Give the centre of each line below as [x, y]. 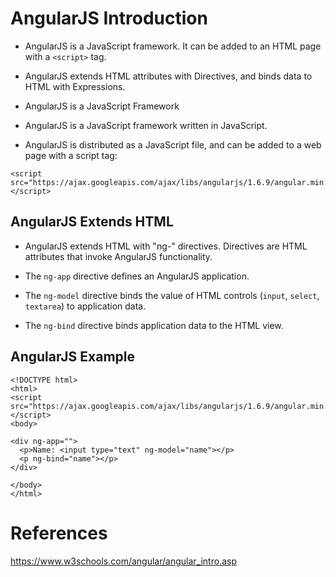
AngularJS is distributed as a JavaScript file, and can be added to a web [173, 144]
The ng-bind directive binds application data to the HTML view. [154, 325]
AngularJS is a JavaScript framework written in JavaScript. [146, 125]
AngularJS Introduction [109, 18]
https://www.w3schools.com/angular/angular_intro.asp [123, 561]
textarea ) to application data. [85, 306]
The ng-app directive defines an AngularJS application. [137, 276]
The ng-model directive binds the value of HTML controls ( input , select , [172, 295]
